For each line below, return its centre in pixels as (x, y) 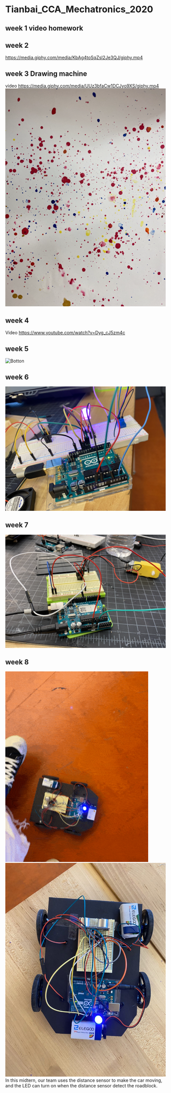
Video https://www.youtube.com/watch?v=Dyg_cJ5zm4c (65, 333)
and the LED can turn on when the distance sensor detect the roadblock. (81, 1086)
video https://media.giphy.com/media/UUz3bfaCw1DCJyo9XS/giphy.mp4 (82, 86)
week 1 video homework (44, 28)
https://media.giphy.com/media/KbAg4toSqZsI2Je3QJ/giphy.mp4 (74, 57)
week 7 (17, 525)
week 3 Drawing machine (46, 74)
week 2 (17, 45)
